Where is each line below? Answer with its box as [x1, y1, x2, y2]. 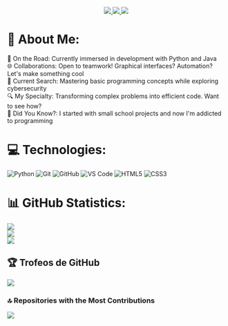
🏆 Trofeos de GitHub [7, 257, 100, 269]
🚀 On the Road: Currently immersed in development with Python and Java [7, 54, 217, 62]
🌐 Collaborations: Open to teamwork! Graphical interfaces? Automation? [7, 61, 213, 70]
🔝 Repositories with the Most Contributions [7, 296, 155, 305]
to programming [7, 116, 53, 124]
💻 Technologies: [7, 142, 106, 158]
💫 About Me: [7, 32, 80, 48]
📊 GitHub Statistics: [7, 195, 126, 211]
